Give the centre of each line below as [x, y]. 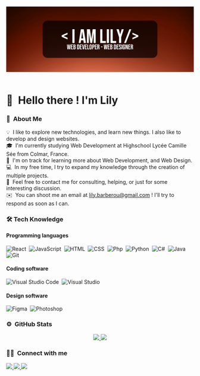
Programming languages [37, 236]
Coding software [27, 269]
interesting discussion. [34, 188]
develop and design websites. [43, 139]
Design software [27, 296]
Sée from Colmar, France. [38, 154]
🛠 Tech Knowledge [35, 219]
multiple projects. [27, 176]
